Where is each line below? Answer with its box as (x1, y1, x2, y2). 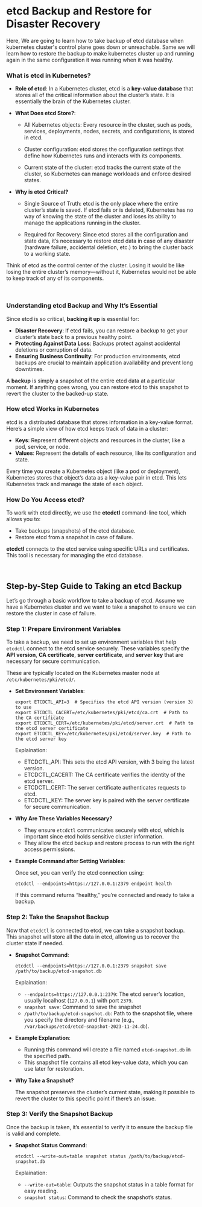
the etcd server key (14, 736, 67, 743)
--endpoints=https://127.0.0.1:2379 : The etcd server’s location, (24, 990, 186, 998)
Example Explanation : (14, 1034, 71, 1041)
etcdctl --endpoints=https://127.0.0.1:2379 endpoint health (14, 881, 172, 887)
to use (14, 705, 32, 711)
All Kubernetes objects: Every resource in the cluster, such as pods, (24, 121, 192, 128)
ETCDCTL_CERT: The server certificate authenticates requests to (24, 784, 186, 791)
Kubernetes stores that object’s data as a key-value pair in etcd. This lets (6, 474, 187, 481)
